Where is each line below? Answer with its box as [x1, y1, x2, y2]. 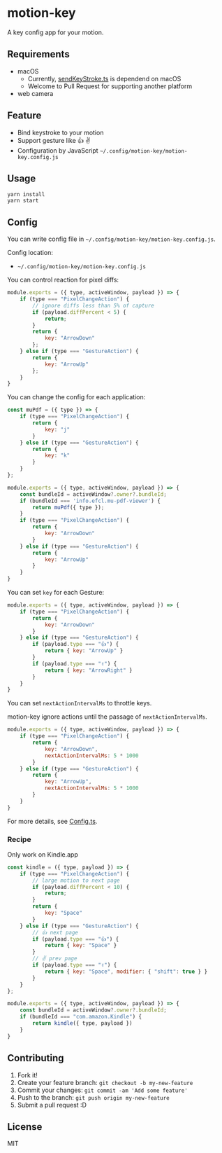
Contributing [7, 1052, 64, 1064]
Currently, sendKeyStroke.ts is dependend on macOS [27, 74, 182, 83]
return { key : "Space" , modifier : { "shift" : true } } [44, 968, 208, 975]
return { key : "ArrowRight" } [44, 667, 133, 674]
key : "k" [44, 452, 71, 460]
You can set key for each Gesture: [7, 588, 105, 597]
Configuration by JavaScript [17, 146, 99, 155]
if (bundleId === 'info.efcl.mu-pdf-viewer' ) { [20, 497, 161, 504]
